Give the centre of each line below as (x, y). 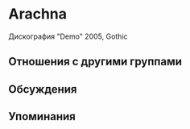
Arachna (37, 14)
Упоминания (42, 117)
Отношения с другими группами (95, 62)
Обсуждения (43, 89)
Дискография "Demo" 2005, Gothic (68, 36)
